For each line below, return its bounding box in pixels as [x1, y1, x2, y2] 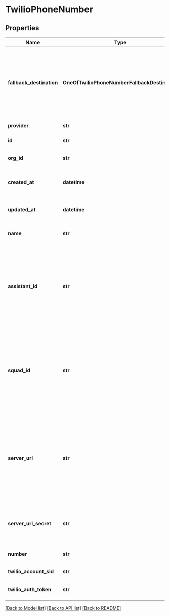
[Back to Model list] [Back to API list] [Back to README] [5, 605, 121, 611]
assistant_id [8, 283, 38, 290]
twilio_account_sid [8, 568, 54, 575]
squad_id [8, 367, 30, 374]
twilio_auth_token [8, 586, 52, 593]
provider [8, 122, 29, 129]
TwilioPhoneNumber [5, 4, 94, 15]
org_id [8, 155, 24, 161]
